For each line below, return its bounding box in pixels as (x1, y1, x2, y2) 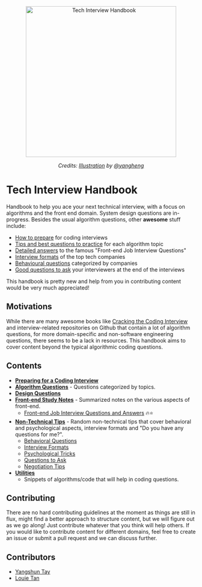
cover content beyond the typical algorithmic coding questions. (6, 343, 164, 351)
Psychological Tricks (23, 449, 76, 457)
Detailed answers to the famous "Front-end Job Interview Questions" (14, 247, 186, 254)
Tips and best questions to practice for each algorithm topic (14, 240, 164, 247)
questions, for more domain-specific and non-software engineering (6, 330, 174, 337)
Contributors (6, 552, 56, 562)
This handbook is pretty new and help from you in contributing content (6, 278, 182, 285)
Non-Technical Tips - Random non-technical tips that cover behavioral (14, 417, 191, 425)
